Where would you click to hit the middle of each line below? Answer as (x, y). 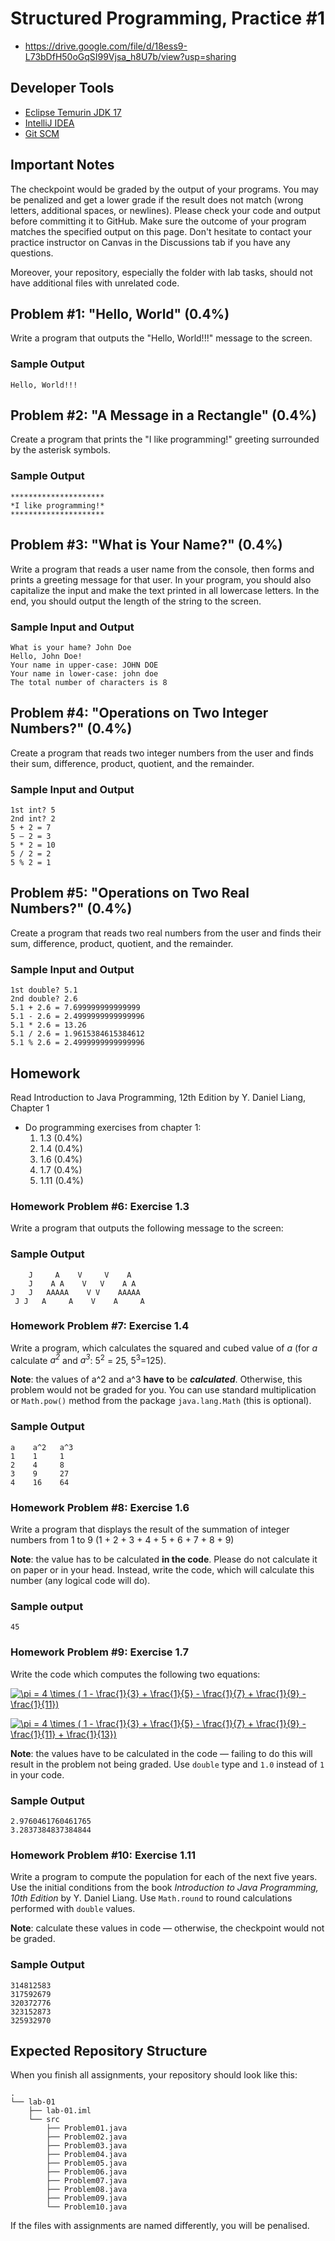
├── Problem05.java (87, 2163)
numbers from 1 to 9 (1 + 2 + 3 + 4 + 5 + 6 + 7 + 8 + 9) (122, 1540)
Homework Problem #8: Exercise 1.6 (100, 1507)
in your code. (37, 1774)
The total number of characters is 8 (89, 682)
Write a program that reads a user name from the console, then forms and (162, 569)
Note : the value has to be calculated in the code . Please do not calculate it (164, 1559)
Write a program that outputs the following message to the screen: (147, 1228)
